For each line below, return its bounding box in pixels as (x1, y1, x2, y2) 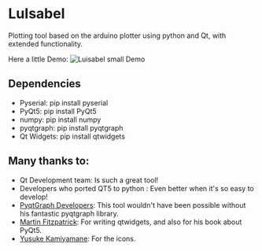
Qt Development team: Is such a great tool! (19, 175, 159, 185)
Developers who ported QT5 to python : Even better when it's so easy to (19, 183, 254, 193)
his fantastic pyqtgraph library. (19, 209, 120, 218)
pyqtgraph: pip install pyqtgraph (19, 123, 124, 132)
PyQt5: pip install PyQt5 (19, 106, 97, 116)
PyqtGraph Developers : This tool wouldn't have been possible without (19, 200, 246, 209)
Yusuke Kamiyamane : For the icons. (19, 234, 136, 243)
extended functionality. (8, 39, 83, 48)
